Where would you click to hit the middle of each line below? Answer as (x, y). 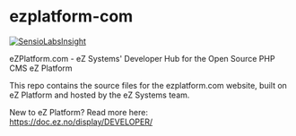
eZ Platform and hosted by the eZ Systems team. (100, 95)
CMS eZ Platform (41, 68)
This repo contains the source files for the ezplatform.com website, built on (148, 85)
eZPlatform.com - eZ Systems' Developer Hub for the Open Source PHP (142, 58)
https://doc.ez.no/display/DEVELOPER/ (81, 122)
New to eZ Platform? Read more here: (78, 112)
